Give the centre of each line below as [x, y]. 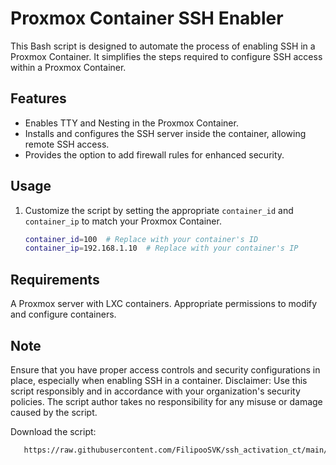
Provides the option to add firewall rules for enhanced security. [154, 154]
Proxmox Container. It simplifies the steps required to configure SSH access [166, 56]
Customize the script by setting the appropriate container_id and [159, 210]
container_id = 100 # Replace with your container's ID [141, 239]
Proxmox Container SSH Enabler [147, 18]
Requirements [55, 279]
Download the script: [53, 431]
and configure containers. [63, 314]
